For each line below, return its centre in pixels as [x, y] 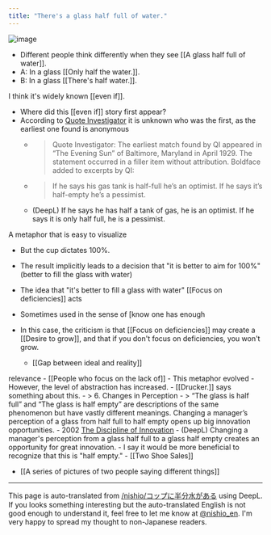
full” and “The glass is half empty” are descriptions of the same [114, 404]
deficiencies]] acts [51, 298]
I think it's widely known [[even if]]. [67, 96]
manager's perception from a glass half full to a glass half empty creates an [134, 438]
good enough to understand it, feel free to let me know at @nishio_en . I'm [130, 513]
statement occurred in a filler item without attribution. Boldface [156, 162]
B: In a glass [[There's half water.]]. [78, 80]
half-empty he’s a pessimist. [99, 194]
